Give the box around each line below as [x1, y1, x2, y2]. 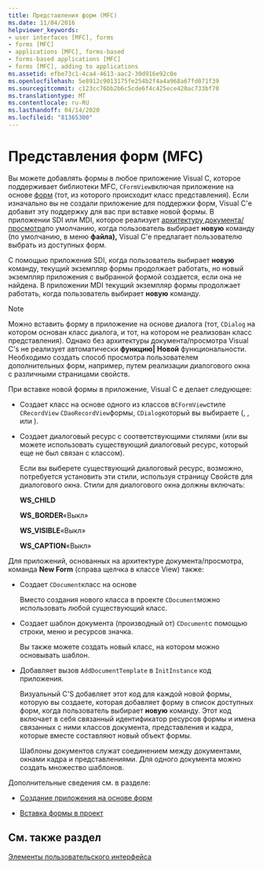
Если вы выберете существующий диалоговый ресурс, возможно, [19, 463, 244, 473]
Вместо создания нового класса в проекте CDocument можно [19, 594, 221, 604]
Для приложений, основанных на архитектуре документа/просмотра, [8, 556, 244, 565]
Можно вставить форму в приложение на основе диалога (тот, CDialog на [8, 319, 256, 328]
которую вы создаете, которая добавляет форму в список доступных [19, 697, 254, 707]
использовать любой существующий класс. [19, 603, 168, 612]
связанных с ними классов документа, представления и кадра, [19, 722, 234, 732]
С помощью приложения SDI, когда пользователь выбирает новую [8, 255, 235, 265]
